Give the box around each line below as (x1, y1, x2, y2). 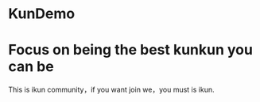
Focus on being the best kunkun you (8, 41, 253, 59)
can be (8, 58, 54, 76)
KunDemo (8, 5, 76, 23)
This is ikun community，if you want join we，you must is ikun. (8, 85, 215, 95)
